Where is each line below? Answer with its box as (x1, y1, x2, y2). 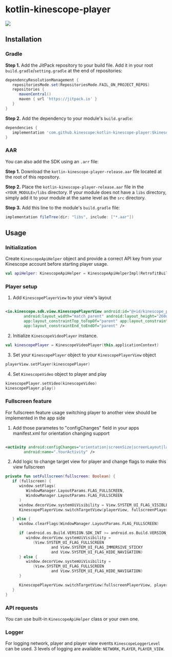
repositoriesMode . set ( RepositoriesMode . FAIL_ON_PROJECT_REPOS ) (12, 82, 150, 88)
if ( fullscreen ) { (12, 479, 52, 484)
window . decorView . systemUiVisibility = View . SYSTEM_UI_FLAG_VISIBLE (18, 502, 168, 507)
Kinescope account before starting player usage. (5, 261, 109, 267)
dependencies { (5, 125, 38, 130)
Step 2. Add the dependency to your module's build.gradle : (5, 115, 133, 121)
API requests (5, 604, 38, 611)
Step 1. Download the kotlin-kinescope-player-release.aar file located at (5, 168, 162, 175)
